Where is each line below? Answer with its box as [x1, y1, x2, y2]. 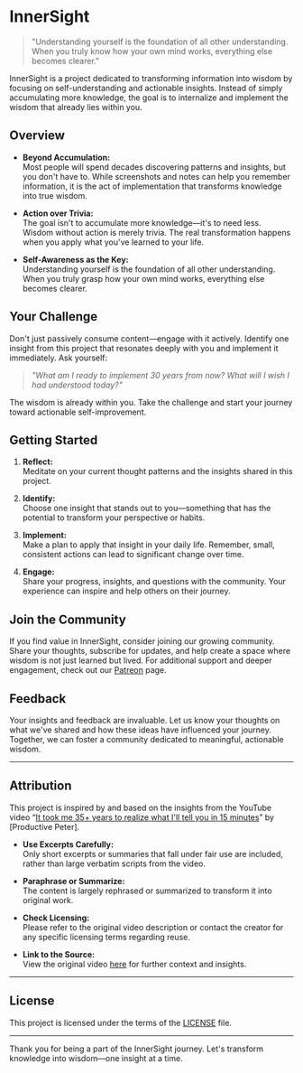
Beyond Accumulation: [22, 152, 111, 163]
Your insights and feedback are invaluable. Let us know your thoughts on [9, 715, 280, 725]
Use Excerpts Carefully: [22, 838, 115, 850]
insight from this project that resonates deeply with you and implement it [9, 342, 279, 353]
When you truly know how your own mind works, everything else [31, 45, 273, 56]
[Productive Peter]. [9, 821, 80, 832]
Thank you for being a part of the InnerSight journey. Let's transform [9, 1043, 264, 1054]
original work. [22, 894, 74, 905]
